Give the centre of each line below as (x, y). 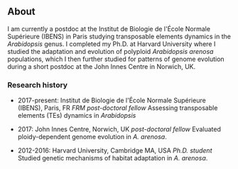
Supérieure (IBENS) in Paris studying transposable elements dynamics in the (119, 36)
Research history (38, 84)
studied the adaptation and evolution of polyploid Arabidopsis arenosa (110, 51)
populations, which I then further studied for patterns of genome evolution (116, 59)
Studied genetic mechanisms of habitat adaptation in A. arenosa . (113, 158)
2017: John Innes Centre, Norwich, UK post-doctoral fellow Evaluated (119, 129)
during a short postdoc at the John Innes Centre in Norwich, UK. (102, 66)
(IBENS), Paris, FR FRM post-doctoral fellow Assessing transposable (118, 108)
